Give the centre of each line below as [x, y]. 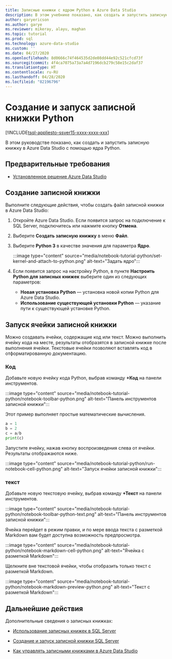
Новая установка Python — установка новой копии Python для [90, 292]
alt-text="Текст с [132, 587]
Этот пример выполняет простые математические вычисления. [76, 414]
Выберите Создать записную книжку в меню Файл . [71, 236]
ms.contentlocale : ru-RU [32, 73]
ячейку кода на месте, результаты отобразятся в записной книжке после [86, 343]
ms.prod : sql [19, 39]
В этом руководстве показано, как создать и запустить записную [77, 143]
